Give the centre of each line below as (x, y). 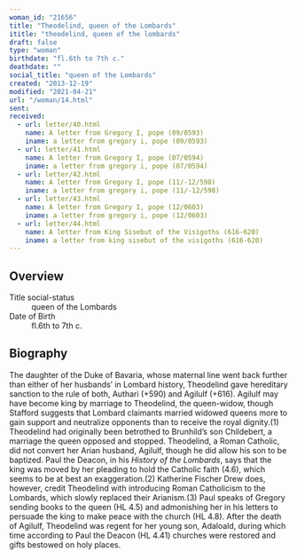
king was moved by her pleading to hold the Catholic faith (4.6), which (137, 469)
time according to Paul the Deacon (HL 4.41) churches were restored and (143, 535)
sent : (19, 108)
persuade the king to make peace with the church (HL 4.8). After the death (145, 516)
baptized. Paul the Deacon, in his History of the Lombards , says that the (141, 460)
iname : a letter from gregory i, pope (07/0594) (117, 166)
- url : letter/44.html (59, 224)
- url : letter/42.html (59, 174)
